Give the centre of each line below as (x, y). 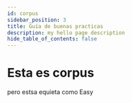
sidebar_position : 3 (37, 20)
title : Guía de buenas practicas (55, 26)
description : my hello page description (66, 33)
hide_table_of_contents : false (52, 39)
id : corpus (23, 13)
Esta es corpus (51, 73)
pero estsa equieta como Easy (50, 92)
